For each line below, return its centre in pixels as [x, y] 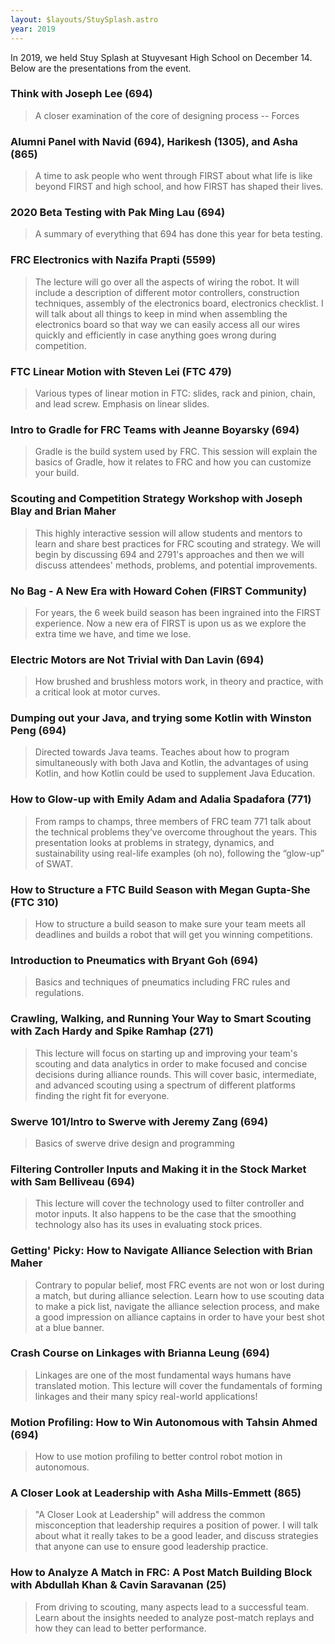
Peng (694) [38, 731]
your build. [57, 473]
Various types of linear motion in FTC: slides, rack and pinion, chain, [175, 393]
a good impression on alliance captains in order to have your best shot [179, 1317]
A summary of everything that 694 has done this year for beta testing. [178, 234]
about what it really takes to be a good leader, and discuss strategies [176, 1536]
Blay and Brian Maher [63, 511]
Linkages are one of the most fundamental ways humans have [163, 1375]
